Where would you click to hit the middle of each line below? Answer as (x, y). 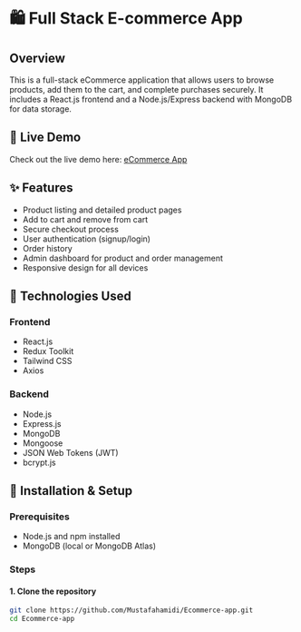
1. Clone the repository (53, 591)
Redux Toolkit (48, 351)
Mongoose (43, 443)
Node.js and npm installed (71, 537)
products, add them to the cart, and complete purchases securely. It (136, 89)
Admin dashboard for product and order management (123, 258)
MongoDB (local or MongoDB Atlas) (89, 546)
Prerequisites (39, 517)
